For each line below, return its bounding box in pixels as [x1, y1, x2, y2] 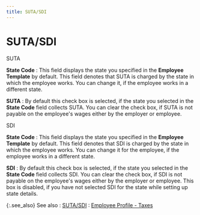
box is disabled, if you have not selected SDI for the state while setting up [6, 183, 188, 190]
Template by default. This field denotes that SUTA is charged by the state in [6, 73, 194, 80]
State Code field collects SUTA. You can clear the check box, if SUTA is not [6, 104, 193, 111]
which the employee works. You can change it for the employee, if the [6, 146, 180, 154]
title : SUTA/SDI [6, 8, 47, 15]
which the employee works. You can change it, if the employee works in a [6, 79, 189, 86]
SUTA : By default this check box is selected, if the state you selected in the [6, 97, 194, 104]
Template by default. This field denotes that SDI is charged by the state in [6, 140, 189, 147]
